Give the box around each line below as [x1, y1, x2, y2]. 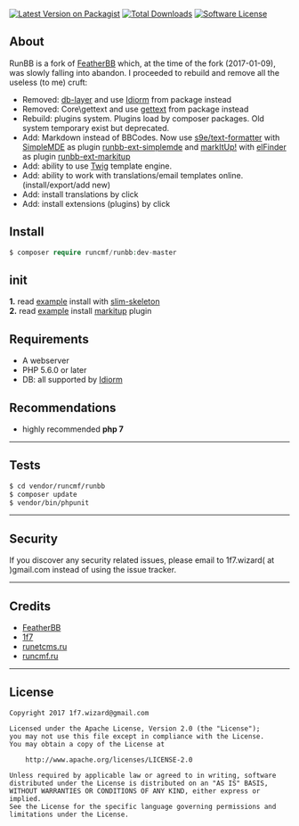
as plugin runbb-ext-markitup [21, 151, 131, 161]
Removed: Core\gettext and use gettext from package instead [21, 103, 249, 114]
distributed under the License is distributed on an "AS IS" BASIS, [9, 779, 269, 788]
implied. [9, 794, 42, 803]
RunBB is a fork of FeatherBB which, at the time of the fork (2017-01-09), [9, 58, 276, 69]
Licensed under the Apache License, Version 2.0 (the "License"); [9, 723, 261, 733]
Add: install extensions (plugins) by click [21, 198, 171, 209]
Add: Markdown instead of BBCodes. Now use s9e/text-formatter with [21, 132, 280, 143]
